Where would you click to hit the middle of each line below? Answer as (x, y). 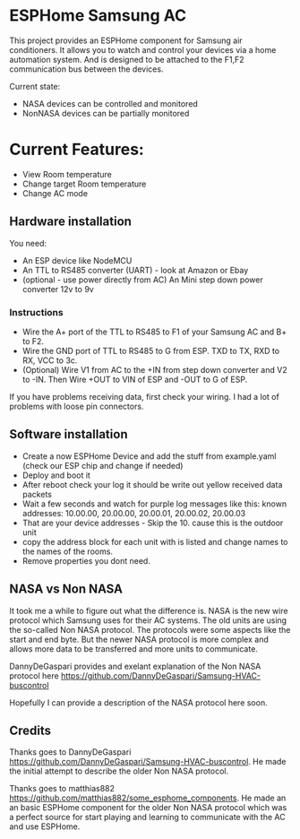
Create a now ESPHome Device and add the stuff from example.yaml (149, 456)
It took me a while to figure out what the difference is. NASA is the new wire (149, 610)
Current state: (35, 86)
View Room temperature (67, 174)
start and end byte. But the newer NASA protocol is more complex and (139, 639)
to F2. (33, 341)
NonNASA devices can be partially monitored (106, 113)
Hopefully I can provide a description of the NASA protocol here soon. (138, 702)
